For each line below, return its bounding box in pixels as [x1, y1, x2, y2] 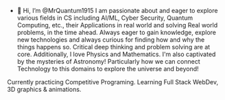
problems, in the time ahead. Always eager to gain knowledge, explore [16, 28, 217, 36]
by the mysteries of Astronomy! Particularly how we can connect [16, 58, 200, 65]
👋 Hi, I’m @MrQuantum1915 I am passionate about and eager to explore [16, 7, 218, 14]
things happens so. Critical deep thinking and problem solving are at [16, 43, 211, 51]
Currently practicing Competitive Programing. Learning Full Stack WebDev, [7, 78, 219, 86]
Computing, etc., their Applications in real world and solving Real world [16, 21, 218, 29]
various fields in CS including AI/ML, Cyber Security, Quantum [16, 14, 193, 22]
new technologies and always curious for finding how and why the [16, 36, 205, 44]
